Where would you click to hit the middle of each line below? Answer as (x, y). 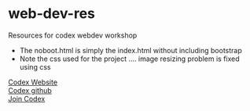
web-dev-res (52, 14)
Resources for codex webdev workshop (73, 35)
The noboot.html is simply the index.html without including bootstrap (131, 50)
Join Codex (27, 98)
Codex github (30, 90)
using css (35, 66)
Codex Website (33, 82)
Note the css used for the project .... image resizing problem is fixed (129, 59)
